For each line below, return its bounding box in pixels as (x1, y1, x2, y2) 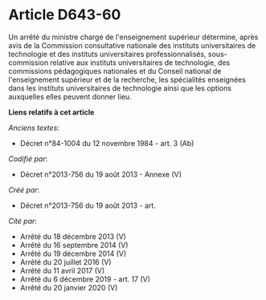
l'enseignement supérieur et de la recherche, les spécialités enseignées (8, 75, 247, 84)
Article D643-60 (8, 6, 121, 24)
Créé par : (8, 184, 40, 194)
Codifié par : (8, 154, 48, 164)
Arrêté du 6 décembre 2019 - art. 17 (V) (19, 274, 151, 284)
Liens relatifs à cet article (8, 107, 95, 117)
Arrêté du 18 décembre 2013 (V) (19, 231, 127, 241)
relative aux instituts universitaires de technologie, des (50, 58, 231, 67)
